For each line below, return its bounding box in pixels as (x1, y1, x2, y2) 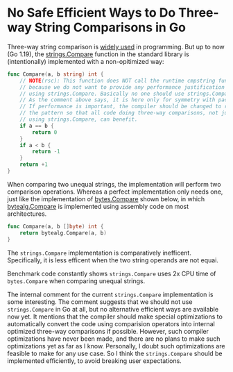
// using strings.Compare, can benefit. (19, 116, 138, 123)
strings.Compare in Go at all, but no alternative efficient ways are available (7, 305, 219, 313)
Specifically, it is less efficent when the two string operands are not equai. (7, 255, 218, 264)
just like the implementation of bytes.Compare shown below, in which (7, 194, 205, 203)
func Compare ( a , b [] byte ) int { (7, 223, 104, 230)
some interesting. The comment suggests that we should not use (7, 297, 193, 306)
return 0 (32, 128, 58, 136)
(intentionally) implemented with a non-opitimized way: (7, 57, 164, 65)
